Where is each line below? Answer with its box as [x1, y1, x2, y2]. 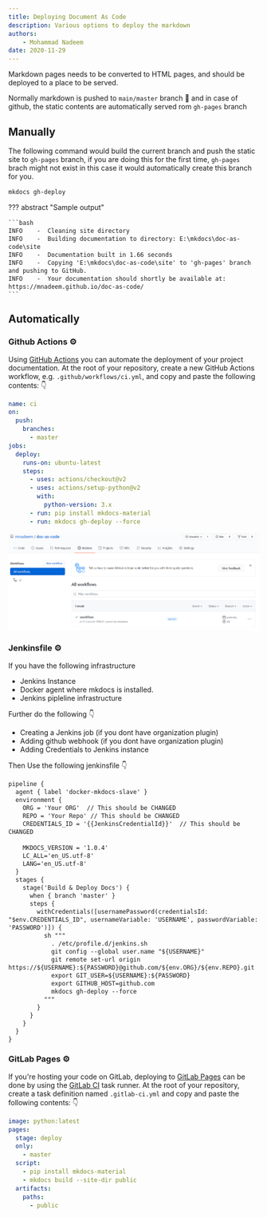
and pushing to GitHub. [8, 267, 88, 275]
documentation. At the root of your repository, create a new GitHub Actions [8, 363, 255, 373]
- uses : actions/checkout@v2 [29, 476, 127, 484]
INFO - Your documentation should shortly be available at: [8, 275, 226, 283]
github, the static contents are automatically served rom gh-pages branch [8, 102, 247, 112]
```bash [8, 219, 34, 227]
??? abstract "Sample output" [8, 202, 105, 211]
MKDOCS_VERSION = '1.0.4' [22, 844, 109, 852]
